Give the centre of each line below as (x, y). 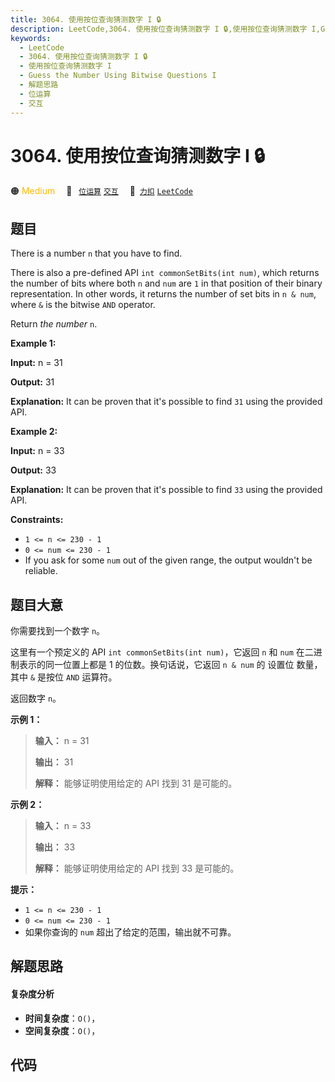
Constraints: (37, 520)
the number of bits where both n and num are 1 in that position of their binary (166, 283)
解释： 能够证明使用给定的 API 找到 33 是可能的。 (137, 868)
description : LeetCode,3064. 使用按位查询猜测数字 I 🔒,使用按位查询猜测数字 (159, 29)
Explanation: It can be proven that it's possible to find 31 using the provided (166, 402)
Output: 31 (32, 382)
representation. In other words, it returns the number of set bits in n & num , (163, 294)
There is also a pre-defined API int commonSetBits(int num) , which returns (165, 273)
